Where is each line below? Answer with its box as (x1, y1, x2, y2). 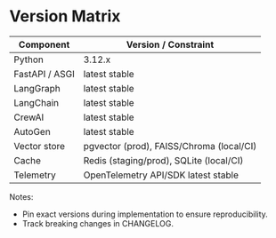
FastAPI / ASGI (13, 67, 76, 80)
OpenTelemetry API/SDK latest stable (83, 169, 239, 181)
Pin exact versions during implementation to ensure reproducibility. (21, 209, 269, 219)
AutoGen (13, 125, 51, 138)
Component (18, 38, 70, 51)
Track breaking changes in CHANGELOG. (21, 218, 174, 228)
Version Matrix (9, 6, 121, 27)
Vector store (13, 139, 65, 152)
